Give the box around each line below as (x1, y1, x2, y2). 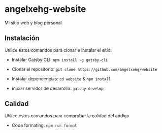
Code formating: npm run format (11, 122, 77, 128)
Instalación (4, 34, 40, 42)
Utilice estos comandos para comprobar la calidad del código (4, 112, 130, 119)
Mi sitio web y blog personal (4, 20, 62, 26)
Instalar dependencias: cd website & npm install (11, 75, 111, 82)
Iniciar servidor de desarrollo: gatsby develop (11, 85, 104, 91)
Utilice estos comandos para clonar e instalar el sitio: (4, 47, 112, 53)
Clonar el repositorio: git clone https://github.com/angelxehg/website (11, 66, 157, 72)
